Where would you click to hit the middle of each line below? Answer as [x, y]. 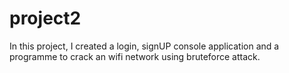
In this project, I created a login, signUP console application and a [144, 46]
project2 [45, 18]
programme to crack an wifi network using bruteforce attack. [135, 56]
